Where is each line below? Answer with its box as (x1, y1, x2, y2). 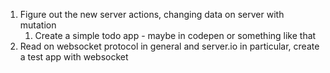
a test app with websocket (19, 51, 129, 63)
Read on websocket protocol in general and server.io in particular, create (19, 40, 320, 52)
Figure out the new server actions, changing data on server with (19, 9, 285, 20)
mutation (19, 19, 57, 31)
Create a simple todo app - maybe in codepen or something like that (34, 30, 317, 41)
